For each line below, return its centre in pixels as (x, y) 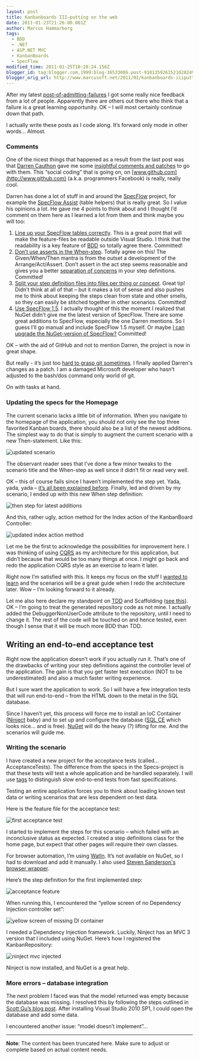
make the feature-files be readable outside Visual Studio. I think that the (102, 239)
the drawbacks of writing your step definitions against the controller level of (99, 665)
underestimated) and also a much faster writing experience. (79, 678)
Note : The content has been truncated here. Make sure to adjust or (88, 1044)
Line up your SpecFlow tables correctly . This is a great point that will (98, 233)
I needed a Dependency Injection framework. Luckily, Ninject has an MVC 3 (98, 932)
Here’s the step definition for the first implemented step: (74, 880)
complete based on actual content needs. (57, 1050)
